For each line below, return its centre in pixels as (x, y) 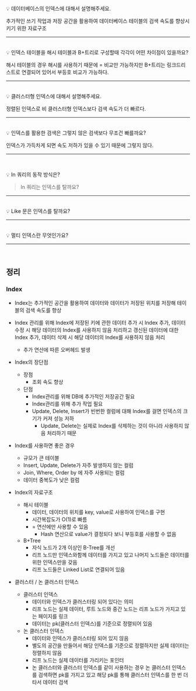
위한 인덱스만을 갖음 (55, 562)
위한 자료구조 (32, 28)
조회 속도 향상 (48, 381)
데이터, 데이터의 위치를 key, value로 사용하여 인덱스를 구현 (98, 512)
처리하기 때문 (62, 433)
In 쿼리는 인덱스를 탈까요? (50, 187)
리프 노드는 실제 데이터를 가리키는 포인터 (78, 660)
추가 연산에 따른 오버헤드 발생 (57, 349)
